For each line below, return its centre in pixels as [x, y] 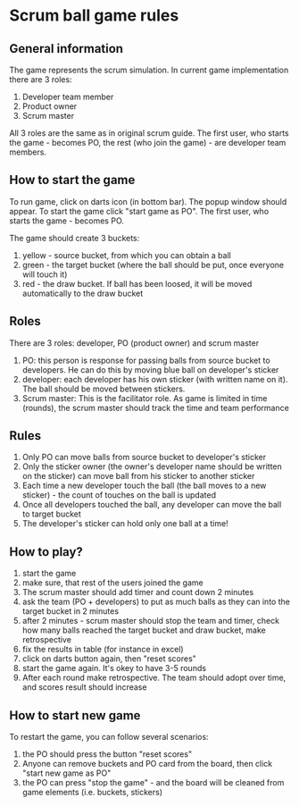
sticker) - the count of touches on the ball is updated [119, 495]
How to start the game [72, 180]
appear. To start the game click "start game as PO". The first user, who [139, 211]
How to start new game [75, 715]
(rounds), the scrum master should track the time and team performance [156, 407]
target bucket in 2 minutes [70, 611]
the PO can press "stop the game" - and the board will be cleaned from [153, 783]
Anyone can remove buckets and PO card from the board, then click [147, 764]
